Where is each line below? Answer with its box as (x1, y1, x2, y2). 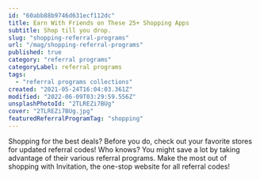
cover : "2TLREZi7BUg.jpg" (8, 108, 94, 116)
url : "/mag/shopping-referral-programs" (8, 41, 144, 49)
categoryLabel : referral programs (8, 63, 123, 71)
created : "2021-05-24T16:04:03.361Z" (8, 85, 133, 93)
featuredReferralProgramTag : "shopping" (8, 115, 144, 123)
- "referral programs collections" (15, 78, 133, 86)
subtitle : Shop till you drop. (8, 26, 112, 34)
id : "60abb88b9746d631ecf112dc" (8, 11, 115, 20)
